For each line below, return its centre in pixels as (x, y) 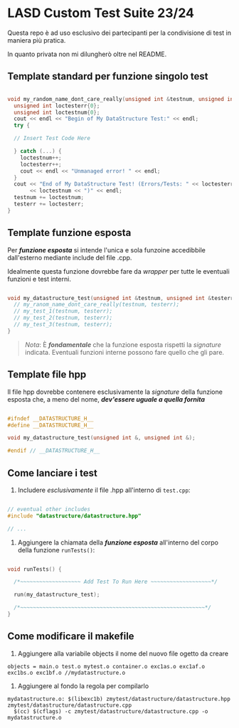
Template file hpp (47, 375)
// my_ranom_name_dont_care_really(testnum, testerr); (97, 305)
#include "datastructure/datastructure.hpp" (74, 516)
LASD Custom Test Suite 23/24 (101, 13)
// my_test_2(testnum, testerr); (63, 318)
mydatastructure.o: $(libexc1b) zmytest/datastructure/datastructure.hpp (119, 699)
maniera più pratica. (37, 40)
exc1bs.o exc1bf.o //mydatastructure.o (67, 673)
